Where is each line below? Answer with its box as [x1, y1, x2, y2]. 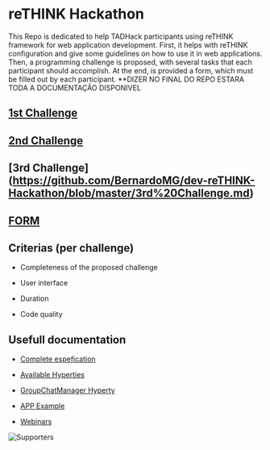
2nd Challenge [8, 134, 84, 148]
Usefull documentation [8, 332, 127, 347]
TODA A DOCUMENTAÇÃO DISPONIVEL [8, 82, 141, 93]
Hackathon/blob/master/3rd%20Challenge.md [8, 186, 250, 200]
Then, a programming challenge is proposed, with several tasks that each [8, 57, 252, 67]
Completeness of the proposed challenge [19, 263, 159, 273]
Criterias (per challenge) [8, 241, 135, 255]
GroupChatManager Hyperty [19, 385, 115, 395]
